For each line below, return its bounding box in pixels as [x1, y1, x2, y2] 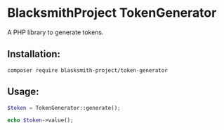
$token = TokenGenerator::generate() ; [7, 104, 121, 111]
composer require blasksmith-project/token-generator [7, 66, 169, 74]
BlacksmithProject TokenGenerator [7, 5, 217, 21]
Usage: [7, 86, 40, 98]
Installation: [7, 48, 61, 60]
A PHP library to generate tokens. [7, 28, 104, 36]
